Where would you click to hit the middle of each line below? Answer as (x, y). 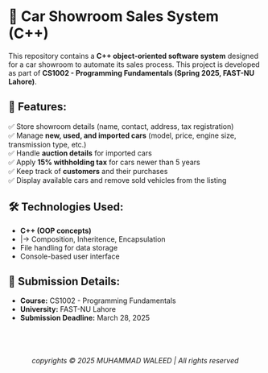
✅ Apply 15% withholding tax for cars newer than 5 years (104, 162)
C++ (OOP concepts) (56, 230)
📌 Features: (37, 107)
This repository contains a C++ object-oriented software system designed (134, 56)
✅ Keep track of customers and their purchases (88, 171)
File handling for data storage (69, 247)
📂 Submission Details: (64, 281)
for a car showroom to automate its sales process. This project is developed (134, 64)
